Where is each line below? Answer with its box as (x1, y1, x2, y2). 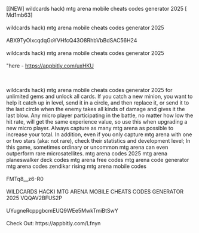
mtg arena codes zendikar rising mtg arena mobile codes (6, 163, 146, 170)
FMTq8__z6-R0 (6, 176, 44, 182)
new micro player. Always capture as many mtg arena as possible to (6, 125, 174, 131)
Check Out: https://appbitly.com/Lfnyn (6, 220, 101, 226)
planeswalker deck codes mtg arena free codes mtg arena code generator (6, 157, 189, 163)
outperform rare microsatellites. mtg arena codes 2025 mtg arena (6, 150, 168, 157)
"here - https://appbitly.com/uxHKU (6, 62, 94, 69)
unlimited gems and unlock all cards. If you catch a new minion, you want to (6, 93, 193, 100)
